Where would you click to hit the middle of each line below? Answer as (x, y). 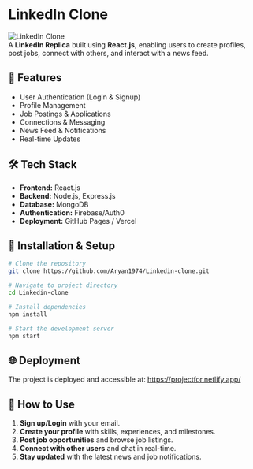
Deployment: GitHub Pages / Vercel (78, 221)
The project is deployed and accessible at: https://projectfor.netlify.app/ (125, 379)
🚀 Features (35, 78)
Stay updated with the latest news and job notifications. (110, 456)
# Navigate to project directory (63, 285)
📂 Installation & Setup (62, 246)
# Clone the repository (47, 264)
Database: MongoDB (54, 204)
